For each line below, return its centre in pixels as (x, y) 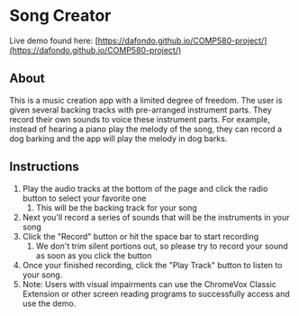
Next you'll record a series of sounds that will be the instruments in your (156, 217)
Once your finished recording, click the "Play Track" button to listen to (152, 265)
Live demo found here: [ (54, 41)
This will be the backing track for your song (117, 207)
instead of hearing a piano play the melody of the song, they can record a (145, 129)
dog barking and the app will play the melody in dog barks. (118, 138)
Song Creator (60, 16)
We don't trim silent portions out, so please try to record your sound (162, 246)
